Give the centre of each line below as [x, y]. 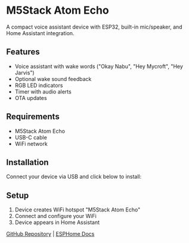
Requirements [33, 117]
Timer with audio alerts [43, 91]
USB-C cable [31, 137]
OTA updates [31, 98]
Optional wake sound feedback [53, 79]
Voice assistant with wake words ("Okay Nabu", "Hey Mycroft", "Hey [99, 66]
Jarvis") [24, 73]
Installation [27, 162]
